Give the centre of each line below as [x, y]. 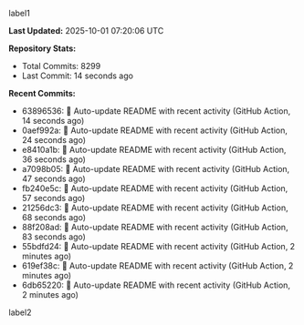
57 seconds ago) [53, 198]
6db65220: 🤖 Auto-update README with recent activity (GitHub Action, [156, 285]
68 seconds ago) [53, 217]
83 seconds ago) [53, 237]
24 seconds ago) [54, 140]
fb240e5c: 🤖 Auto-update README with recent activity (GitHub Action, [155, 188]
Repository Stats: [42, 48]
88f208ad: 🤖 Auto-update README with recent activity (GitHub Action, [155, 227]
